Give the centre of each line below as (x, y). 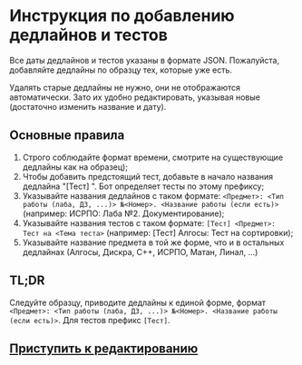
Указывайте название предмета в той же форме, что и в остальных (153, 242)
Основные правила (67, 136)
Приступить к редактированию (104, 348)
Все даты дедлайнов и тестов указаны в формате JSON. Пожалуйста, (144, 60)
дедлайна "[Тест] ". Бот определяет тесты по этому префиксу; (143, 186)
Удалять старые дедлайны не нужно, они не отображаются (125, 87)
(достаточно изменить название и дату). (88, 106)
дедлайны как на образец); (75, 167)
